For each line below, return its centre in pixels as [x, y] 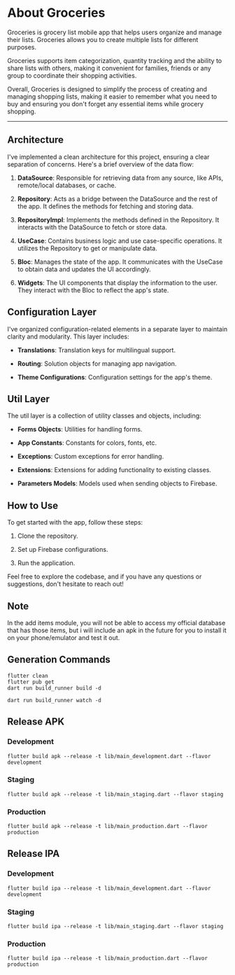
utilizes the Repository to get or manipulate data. [87, 248]
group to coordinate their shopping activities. [72, 76]
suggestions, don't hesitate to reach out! [66, 584]
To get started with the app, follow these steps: [75, 522]
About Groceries [56, 13]
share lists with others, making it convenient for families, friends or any [109, 68]
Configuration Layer [52, 312]
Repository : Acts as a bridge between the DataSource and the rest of [117, 199]
